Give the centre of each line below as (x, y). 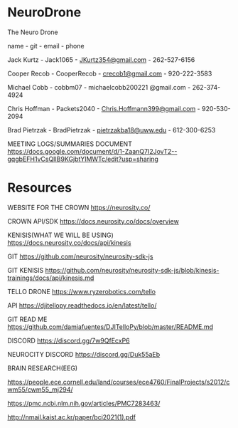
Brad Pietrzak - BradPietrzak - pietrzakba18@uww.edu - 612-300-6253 (112, 130)
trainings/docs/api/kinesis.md (51, 278)
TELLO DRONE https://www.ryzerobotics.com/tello (82, 291)
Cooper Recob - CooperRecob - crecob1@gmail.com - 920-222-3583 (110, 73)
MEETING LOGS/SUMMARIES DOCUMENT (70, 144)
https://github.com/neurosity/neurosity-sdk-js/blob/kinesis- (132, 270)
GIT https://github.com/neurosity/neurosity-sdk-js (80, 256)
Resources (40, 188)
